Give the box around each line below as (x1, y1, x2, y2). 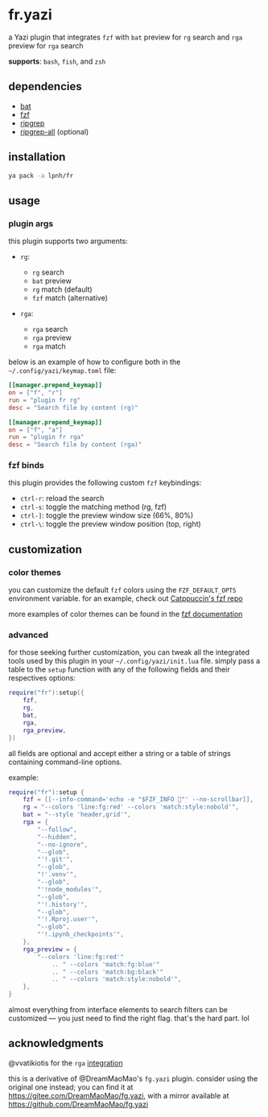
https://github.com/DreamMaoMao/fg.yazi (8, 1099, 149, 1109)
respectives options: (8, 673, 76, 683)
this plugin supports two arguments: (8, 236, 129, 246)
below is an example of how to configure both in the (8, 357, 181, 367)
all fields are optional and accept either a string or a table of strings (8, 748, 231, 758)
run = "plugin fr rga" (8, 433, 85, 441)
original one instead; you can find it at (8, 1082, 134, 1092)
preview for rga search (8, 40, 84, 50)
